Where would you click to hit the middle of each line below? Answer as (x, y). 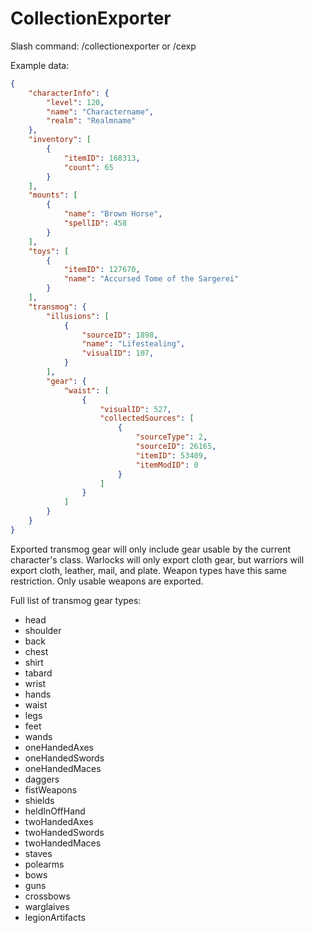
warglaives (47, 906)
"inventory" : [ (60, 140)
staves (38, 853)
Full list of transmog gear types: (76, 600)
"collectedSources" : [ (147, 418)
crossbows (47, 896)
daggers (42, 779)
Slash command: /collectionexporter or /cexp (103, 46)
